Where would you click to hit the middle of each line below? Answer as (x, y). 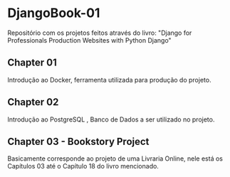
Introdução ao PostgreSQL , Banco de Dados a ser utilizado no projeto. (111, 119)
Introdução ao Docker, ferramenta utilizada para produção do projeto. (109, 80)
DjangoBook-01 (54, 13)
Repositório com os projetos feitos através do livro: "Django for (100, 33)
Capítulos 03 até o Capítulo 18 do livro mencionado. (83, 166)
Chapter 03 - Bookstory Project (78, 141)
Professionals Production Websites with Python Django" (90, 40)
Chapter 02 (33, 102)
